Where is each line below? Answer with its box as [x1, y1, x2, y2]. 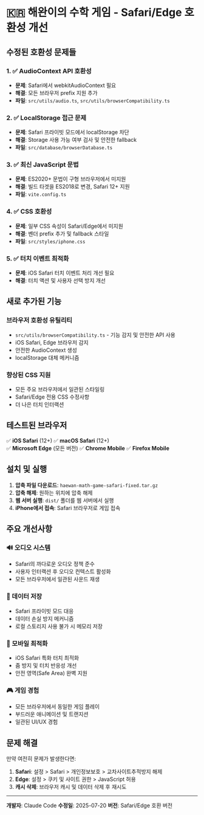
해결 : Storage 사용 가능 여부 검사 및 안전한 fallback [15, 136, 137, 144]
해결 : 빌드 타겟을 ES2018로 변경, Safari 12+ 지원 [15, 183, 131, 191]
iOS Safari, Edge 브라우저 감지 [15, 338, 89, 346]
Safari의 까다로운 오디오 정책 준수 [15, 561, 95, 568]
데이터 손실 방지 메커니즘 [15, 615, 74, 622]
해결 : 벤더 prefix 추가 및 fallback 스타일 [15, 229, 109, 237]
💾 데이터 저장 [6, 592, 42, 601]
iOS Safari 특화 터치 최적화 [15, 654, 80, 661]
